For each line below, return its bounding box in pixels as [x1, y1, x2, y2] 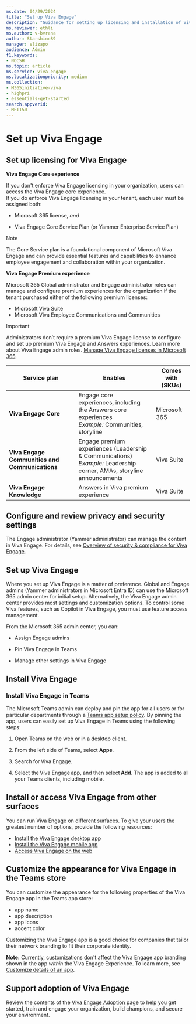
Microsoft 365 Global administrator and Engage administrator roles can [6, 281, 177, 288]
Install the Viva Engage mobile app [14, 841, 98, 848]
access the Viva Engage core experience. [6, 188, 106, 195]
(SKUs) [161, 382, 182, 390]
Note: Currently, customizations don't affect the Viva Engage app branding [6, 954, 186, 961]
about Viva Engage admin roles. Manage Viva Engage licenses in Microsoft [6, 346, 186, 353]
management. [6, 612, 40, 618]
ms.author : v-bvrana [6, 30, 57, 36]
